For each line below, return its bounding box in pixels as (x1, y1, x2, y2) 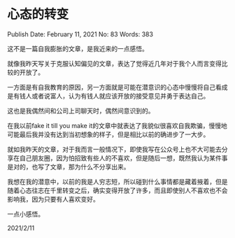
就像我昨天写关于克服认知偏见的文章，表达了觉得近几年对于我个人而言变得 (7, 59, 222, 67)
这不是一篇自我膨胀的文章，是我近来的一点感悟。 (7, 44, 148, 52)
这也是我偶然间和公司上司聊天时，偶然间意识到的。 (7, 106, 155, 115)
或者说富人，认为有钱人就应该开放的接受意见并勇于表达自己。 (31, 92, 210, 100)
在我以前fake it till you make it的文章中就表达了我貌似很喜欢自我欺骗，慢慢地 (7, 121, 227, 129)
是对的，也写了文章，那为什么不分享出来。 (7, 162, 130, 171)
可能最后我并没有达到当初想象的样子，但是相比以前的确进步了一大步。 (7, 130, 210, 139)
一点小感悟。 (7, 209, 44, 218)
